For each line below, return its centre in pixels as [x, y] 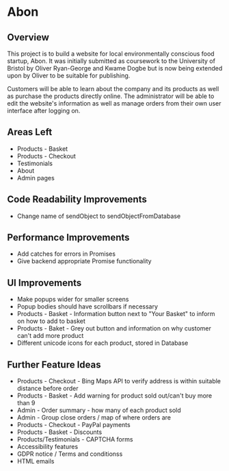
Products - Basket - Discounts [59, 432]
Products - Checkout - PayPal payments [74, 425]
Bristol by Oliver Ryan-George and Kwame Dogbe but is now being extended [115, 68]
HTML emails [36, 461]
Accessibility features [48, 447]
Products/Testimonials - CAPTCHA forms [75, 439]
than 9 [26, 403]
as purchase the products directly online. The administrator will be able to [111, 96]
